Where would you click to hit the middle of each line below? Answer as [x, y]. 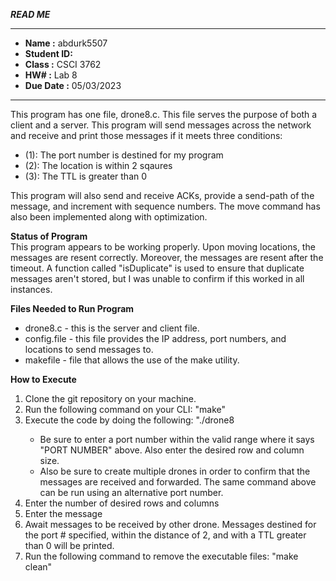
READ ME [30, 14]
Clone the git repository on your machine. [110, 398]
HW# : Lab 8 [51, 75]
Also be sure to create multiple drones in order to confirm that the [175, 471]
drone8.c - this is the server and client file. [112, 328]
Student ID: [48, 53]
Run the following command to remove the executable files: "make [161, 556]
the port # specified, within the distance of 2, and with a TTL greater [165, 535]
